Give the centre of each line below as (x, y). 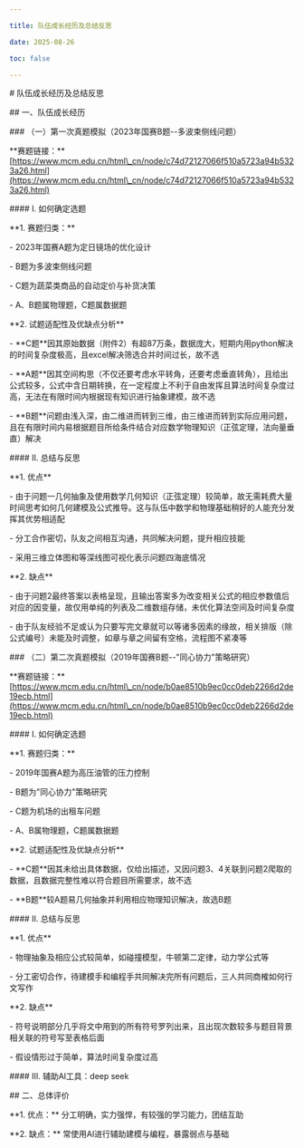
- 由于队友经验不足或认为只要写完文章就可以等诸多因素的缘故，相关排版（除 (151, 627)
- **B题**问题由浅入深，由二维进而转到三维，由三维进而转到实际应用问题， (151, 416)
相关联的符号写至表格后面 (57, 1037)
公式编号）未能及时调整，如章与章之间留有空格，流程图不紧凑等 (128, 638)
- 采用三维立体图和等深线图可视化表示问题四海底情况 (108, 557)
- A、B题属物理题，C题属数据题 (68, 305)
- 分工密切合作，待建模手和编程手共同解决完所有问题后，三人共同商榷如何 (147, 977)
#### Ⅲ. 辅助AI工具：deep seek (69, 1076)
